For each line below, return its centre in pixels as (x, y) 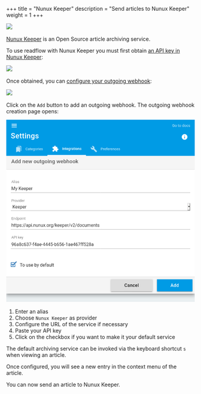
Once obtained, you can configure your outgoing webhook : (79, 81)
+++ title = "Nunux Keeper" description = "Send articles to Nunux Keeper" (98, 9)
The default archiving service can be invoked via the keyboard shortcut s (96, 348)
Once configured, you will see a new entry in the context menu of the (92, 366)
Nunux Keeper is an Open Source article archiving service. (78, 39)
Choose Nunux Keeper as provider (56, 318)
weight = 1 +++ (25, 15)
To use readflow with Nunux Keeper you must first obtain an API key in (93, 51)
